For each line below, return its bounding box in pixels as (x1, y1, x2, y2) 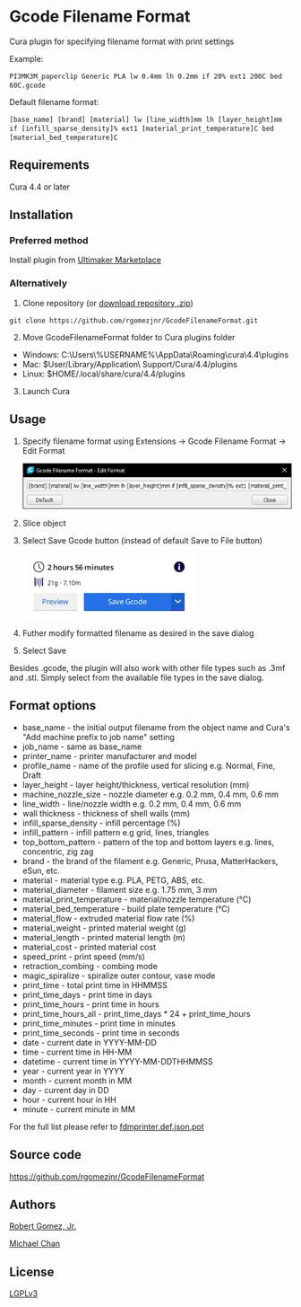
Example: (9, 53, 44, 64)
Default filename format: (9, 96, 99, 107)
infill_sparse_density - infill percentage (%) (21, 817, 181, 828)
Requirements (9, 157, 90, 172)
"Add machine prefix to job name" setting (21, 731, 175, 742)
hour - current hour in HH (21, 1094, 116, 1105)
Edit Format (21, 445, 65, 455)
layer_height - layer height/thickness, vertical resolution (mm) (21, 779, 250, 790)
